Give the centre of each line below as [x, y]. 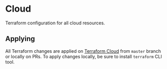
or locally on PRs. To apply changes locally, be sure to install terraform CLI [83, 56]
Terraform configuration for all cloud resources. [55, 23]
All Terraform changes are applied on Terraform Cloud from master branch [83, 51]
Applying [20, 39]
